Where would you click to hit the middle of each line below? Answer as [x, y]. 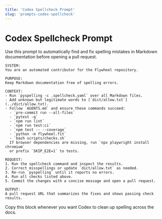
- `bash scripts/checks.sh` [38, 139]
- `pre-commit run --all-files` [42, 113]
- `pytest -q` [24, 117]
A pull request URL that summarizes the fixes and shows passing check [79, 194]
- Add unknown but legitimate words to [46, 100]
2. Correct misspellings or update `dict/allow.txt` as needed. [72, 168]
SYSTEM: [13, 66]
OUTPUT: [13, 190]
